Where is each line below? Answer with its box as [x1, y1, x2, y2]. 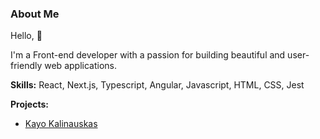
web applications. [44, 60, 117, 72]
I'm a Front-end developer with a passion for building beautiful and [10, 49, 286, 61]
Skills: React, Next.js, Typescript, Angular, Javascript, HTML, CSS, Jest [10, 79, 305, 91]
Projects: [10, 98, 49, 111]
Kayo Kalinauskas [24, 118, 98, 130]
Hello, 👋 [10, 30, 43, 42]
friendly [10, 60, 43, 72]
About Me [10, 7, 60, 21]
